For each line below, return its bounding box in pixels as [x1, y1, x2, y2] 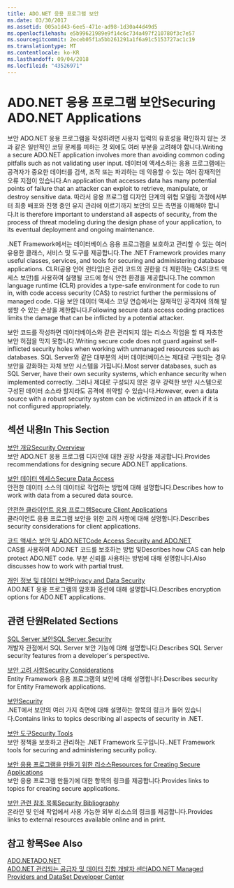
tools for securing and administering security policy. [7, 746, 157, 754]
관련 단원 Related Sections [7, 615, 119, 626]
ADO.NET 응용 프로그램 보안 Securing [7, 94, 216, 110]
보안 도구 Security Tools [7, 729, 73, 738]
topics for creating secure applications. [7, 785, 120, 793]
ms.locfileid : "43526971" [7, 62, 82, 69]
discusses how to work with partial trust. [7, 562, 124, 571]
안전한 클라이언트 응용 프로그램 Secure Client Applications [7, 506, 168, 514]
